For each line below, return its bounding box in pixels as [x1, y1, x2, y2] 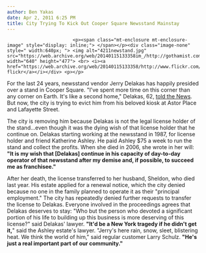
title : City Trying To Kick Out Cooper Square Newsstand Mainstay [7, 20, 180, 26]
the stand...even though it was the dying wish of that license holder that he [7, 124, 195, 131]
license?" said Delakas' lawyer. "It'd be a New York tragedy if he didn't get [7, 221, 197, 228]
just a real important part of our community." [7, 240, 123, 248]
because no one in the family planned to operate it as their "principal [7, 188, 180, 196]
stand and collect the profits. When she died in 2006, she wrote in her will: [7, 144, 194, 151]
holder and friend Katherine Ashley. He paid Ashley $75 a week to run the [7, 137, 192, 144]
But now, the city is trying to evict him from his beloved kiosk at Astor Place [7, 99, 197, 107]
